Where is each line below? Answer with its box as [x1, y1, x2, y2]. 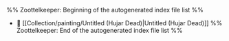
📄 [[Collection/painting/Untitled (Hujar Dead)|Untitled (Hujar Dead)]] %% [16, 19, 223, 27]
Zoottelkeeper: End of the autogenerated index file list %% [16, 27, 183, 34]
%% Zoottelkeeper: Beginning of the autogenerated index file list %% [6, 6, 204, 14]
